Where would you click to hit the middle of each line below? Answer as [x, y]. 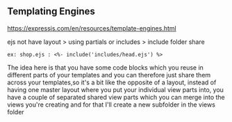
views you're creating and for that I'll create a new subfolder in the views [111, 105]
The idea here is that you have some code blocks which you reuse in [105, 67]
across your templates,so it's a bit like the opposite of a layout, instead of [112, 82]
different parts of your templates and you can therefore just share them [109, 75]
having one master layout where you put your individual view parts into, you [116, 89]
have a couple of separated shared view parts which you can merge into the [116, 97]
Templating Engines [51, 12]
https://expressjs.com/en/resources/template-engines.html [92, 28]
